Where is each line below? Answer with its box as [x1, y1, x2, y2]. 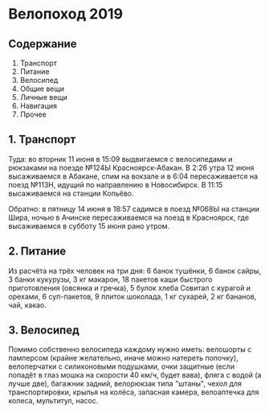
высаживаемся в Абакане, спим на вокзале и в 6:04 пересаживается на [8, 171, 259, 181]
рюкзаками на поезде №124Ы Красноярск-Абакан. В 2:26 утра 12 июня [8, 163, 255, 172]
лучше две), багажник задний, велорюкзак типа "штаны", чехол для [8, 379, 243, 389]
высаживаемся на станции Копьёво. [8, 188, 134, 198]
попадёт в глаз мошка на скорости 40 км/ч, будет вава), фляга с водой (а [8, 370, 262, 380]
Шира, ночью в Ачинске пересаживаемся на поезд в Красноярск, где [8, 213, 250, 222]
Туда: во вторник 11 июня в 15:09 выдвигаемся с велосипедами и [8, 154, 233, 163]
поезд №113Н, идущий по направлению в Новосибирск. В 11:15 [8, 180, 223, 189]
